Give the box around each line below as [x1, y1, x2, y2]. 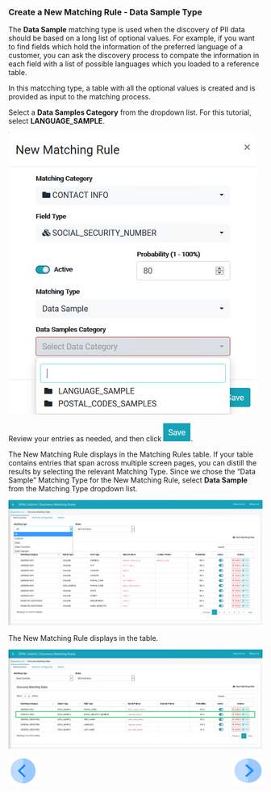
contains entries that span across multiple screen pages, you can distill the [8, 458, 257, 468]
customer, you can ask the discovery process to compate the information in [8, 51, 260, 61]
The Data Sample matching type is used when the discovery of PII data [8, 25, 246, 35]
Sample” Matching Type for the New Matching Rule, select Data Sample [8, 475, 248, 485]
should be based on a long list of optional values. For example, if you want [8, 33, 256, 43]
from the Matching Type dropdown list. [8, 484, 138, 494]
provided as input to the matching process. [8, 92, 152, 102]
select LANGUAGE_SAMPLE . [8, 116, 105, 126]
